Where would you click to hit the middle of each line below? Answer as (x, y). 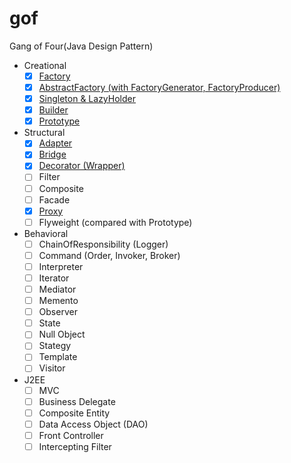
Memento (58, 301)
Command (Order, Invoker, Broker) (109, 255)
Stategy (55, 346)
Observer (58, 312)
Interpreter (61, 266)
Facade (54, 199)
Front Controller (71, 435)
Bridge (52, 154)
